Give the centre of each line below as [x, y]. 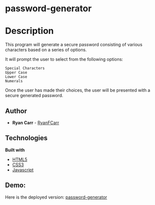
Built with [15, 150]
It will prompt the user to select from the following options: [64, 59]
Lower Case [16, 77]
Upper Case [16, 73]
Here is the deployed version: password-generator [56, 197]
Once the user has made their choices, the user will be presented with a [78, 90]
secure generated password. [34, 96]
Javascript [23, 170]
